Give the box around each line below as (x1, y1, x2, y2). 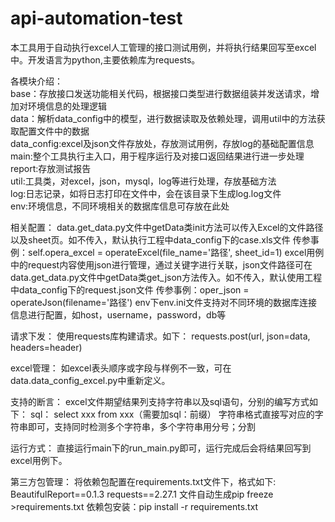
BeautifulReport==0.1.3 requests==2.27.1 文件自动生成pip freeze (10, 488, 274, 500)
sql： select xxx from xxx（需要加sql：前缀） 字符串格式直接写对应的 (29, 408, 315, 420)
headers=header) (10, 341, 83, 353)
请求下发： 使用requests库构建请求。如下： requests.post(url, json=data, (10, 330, 311, 342)
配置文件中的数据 (18, 125, 90, 137)
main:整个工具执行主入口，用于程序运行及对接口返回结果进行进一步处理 (10, 150, 305, 162)
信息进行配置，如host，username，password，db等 (10, 308, 227, 321)
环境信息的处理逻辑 (27, 100, 107, 112)
